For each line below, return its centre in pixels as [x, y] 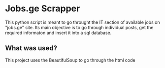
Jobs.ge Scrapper [43, 9]
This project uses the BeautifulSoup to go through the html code [70, 60]
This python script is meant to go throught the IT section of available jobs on [82, 22]
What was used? [31, 48]
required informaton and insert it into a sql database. [58, 33]
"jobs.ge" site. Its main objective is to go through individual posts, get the [79, 27]
